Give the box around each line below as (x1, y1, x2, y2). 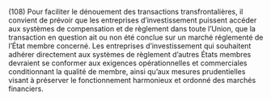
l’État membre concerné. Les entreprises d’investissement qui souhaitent (8, 41, 252, 51)
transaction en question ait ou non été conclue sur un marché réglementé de (8, 32, 264, 42)
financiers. (8, 84, 44, 94)
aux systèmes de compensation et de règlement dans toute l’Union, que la (8, 24, 256, 33)
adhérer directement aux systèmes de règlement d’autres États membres (8, 50, 252, 59)
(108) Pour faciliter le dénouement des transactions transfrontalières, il (8, 7, 243, 16)
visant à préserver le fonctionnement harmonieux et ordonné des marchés (8, 76, 256, 85)
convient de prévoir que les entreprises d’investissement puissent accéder (8, 15, 257, 25)
